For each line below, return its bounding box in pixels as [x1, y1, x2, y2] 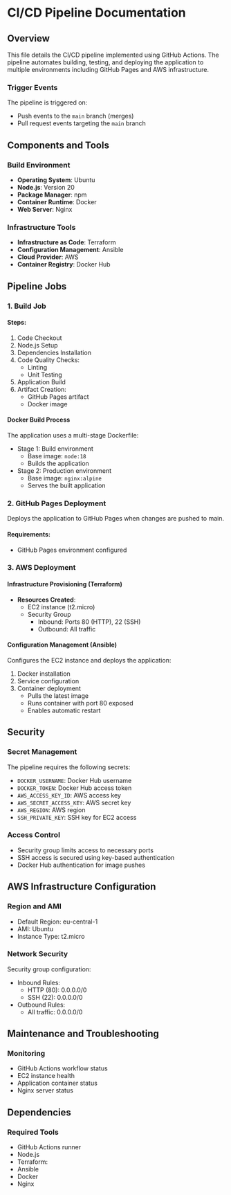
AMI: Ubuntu [17, 924, 54, 933]
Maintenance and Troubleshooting [7, 1028, 159, 1040]
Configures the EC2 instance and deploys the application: [7, 656, 172, 664]
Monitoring [7, 1049, 46, 1059]
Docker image [27, 399, 68, 408]
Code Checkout [17, 334, 62, 342]
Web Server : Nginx [17, 205, 73, 213]
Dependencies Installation [17, 348, 92, 357]
